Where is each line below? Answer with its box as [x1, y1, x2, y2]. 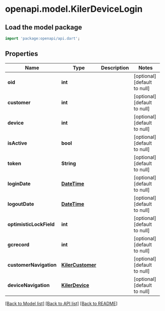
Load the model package [5, 23, 82, 31]
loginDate [7, 180, 31, 187]
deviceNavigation [7, 281, 50, 288]
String [61, 160, 76, 167]
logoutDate [7, 200, 34, 207]
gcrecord [7, 241, 29, 248]
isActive [7, 139, 27, 146]
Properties [5, 50, 38, 58]
